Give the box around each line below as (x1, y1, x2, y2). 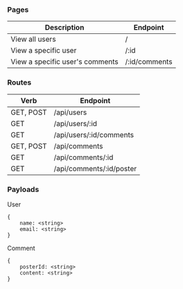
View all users (10, 35, 57, 44)
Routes (7, 78, 32, 87)
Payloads (7, 184, 40, 194)
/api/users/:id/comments (53, 130, 134, 139)
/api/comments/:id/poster (53, 164, 137, 173)
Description (44, 23, 85, 33)
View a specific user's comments (10, 57, 119, 67)
